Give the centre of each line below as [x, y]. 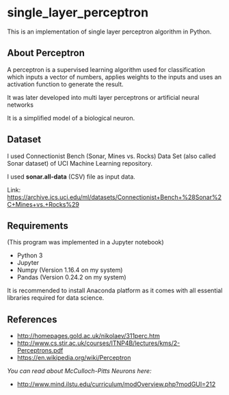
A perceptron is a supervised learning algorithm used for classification [106, 69]
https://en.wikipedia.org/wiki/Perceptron [74, 358]
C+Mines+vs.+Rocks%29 [43, 204]
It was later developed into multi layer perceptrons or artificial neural [103, 97]
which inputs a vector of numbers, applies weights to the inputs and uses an [114, 77]
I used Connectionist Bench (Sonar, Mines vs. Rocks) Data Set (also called [112, 156]
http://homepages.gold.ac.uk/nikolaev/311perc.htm [89, 336]
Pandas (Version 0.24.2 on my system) [71, 277]
